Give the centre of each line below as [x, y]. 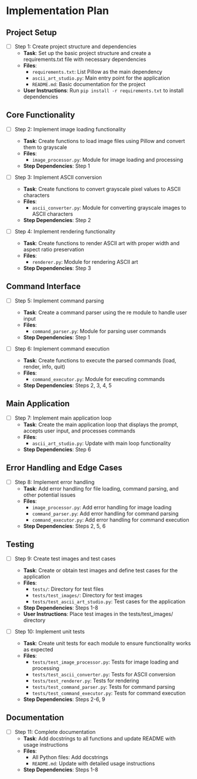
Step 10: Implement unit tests [50, 631]
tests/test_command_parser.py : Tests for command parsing [103, 686]
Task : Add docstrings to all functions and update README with [99, 738]
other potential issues [50, 495]
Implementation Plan [58, 11]
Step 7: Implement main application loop [63, 418]
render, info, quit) [44, 367]
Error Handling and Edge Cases [64, 468]
